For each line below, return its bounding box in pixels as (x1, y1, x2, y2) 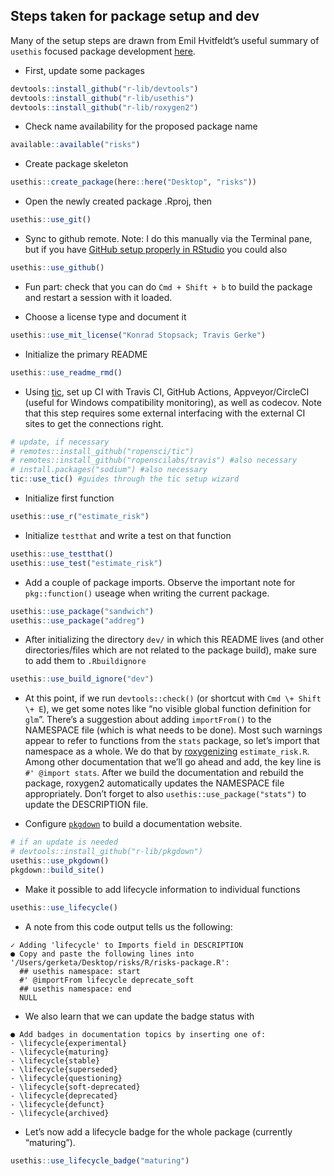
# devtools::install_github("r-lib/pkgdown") (10, 847, 203, 857)
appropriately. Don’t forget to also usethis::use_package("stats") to (24, 788, 307, 800)
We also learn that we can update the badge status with (24, 1010, 255, 1022)
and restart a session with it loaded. (24, 291, 173, 303)
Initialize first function (24, 492, 115, 504)
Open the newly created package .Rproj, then (24, 195, 213, 208)
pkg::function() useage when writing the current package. (24, 587, 270, 599)
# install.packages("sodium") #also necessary (10, 465, 208, 475)
